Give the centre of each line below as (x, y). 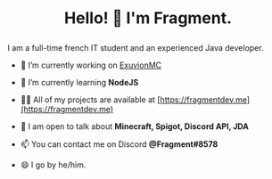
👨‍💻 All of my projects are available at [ (90, 100)
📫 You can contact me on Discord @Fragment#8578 (119, 144)
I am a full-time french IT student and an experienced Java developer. (136, 48)
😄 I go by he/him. (53, 165)
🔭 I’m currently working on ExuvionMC (91, 65)
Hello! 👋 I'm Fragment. (148, 18)
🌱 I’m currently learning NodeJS (79, 83)
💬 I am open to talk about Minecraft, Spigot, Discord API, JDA (135, 126)
